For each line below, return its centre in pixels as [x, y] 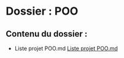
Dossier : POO [42, 11]
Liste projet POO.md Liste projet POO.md [66, 48]
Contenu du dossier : [47, 34]
